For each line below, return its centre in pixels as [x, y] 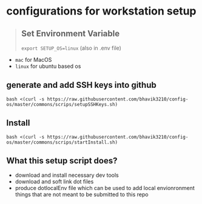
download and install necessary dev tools [67, 175]
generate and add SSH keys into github [81, 85]
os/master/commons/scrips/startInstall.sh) [62, 142]
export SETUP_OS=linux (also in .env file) [71, 48]
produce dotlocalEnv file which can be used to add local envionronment [105, 188]
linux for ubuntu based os [48, 66]
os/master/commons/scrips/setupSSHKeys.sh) [62, 104]
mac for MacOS [33, 60]
